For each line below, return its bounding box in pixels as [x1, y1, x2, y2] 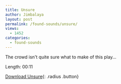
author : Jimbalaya [5, 12, 44, 17]
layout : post [5, 17, 33, 22]
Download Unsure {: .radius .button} [5, 73, 79, 79]
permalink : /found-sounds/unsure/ [5, 21, 78, 27]
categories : [5, 36, 30, 41]
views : [5, 26, 19, 31]
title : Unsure [5, 7, 35, 13]
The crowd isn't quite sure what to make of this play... [5, 54, 117, 60]
